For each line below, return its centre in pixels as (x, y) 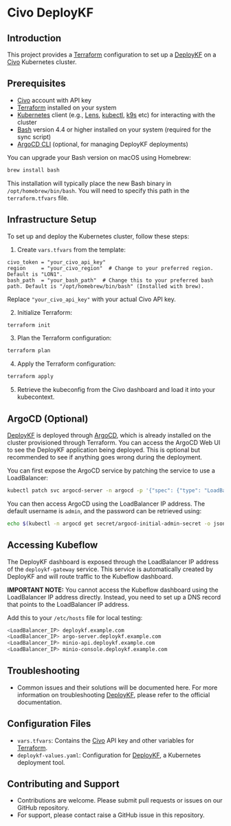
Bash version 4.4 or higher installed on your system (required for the (114, 130)
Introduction (34, 38)
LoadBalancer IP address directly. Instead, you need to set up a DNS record (114, 597)
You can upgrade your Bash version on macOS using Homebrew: (99, 157)
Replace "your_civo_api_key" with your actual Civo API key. (92, 299)
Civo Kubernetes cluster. (42, 62)
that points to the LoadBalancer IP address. (68, 604)
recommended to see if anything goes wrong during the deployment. (105, 457)
